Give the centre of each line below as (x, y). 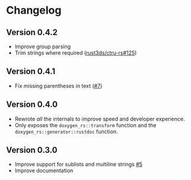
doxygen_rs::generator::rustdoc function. (66, 131)
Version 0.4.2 (32, 32)
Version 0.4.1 (31, 72)
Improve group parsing (43, 46)
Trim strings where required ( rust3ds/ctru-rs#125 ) (76, 53)
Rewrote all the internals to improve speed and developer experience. (100, 119)
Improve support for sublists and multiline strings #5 (79, 165)
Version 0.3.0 (32, 150)
